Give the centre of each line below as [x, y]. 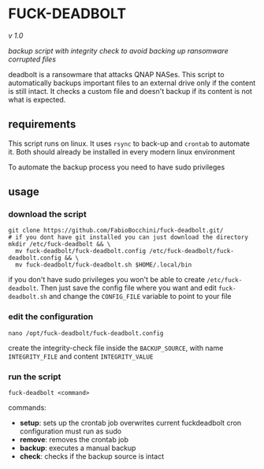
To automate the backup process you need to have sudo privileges [117, 167]
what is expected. [37, 99]
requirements [42, 124]
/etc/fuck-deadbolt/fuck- [192, 251]
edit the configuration [51, 317]
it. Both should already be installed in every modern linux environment [122, 151]
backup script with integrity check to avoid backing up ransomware [118, 50]
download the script [47, 214]
